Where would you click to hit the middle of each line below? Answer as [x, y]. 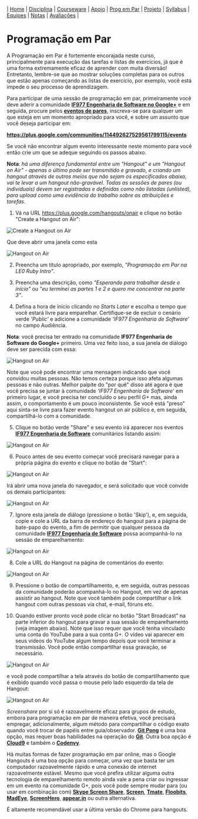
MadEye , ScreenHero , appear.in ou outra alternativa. [72, 798]
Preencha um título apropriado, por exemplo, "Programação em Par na [101, 265]
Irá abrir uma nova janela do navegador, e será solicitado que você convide [98, 485]
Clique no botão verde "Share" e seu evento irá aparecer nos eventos [99, 427]
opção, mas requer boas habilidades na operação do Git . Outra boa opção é [99, 736]
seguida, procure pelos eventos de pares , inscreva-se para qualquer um [95, 111]
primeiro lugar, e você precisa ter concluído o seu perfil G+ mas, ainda [92, 397]
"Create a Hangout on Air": [48, 219]
